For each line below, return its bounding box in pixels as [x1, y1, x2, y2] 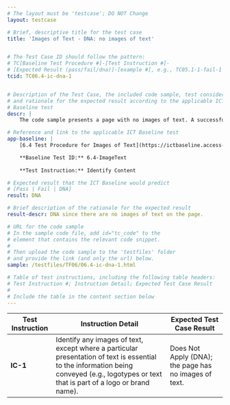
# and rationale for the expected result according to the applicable [7, 97, 213, 104]
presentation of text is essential [55, 352, 157, 362]
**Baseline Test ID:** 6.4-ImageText [19, 154, 127, 161]
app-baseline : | [7, 135, 53, 143]
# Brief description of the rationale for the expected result [7, 205, 192, 211]
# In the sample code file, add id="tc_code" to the [7, 229, 161, 237]
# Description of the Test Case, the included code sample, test [7, 91, 197, 98]
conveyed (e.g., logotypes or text [55, 369, 162, 379]
